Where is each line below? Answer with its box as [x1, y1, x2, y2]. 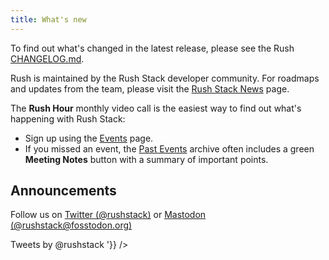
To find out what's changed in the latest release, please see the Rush [10, 42, 295, 54]
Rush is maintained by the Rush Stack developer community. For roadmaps [10, 72, 320, 84]
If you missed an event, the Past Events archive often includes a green [24, 142, 315, 155]
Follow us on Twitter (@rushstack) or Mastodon [10, 209, 207, 221]
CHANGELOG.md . [10, 52, 85, 65]
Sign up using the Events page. [24, 132, 154, 144]
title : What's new [10, 14, 87, 25]
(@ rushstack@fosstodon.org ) [10, 219, 133, 231]
